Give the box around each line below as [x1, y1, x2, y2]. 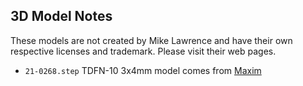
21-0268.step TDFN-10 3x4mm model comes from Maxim [24, 64, 262, 76]
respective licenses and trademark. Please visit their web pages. [10, 45, 277, 57]
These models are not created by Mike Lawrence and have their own [10, 34, 293, 46]
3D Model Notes [10, 8, 113, 25]
